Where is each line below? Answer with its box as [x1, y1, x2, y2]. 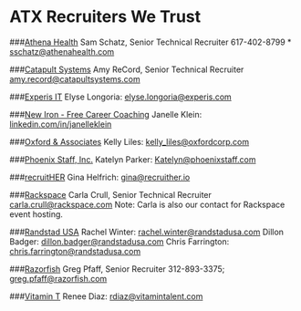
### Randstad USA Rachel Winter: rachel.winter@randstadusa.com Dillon [9, 226, 285, 237]
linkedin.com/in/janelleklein [9, 119, 112, 130]
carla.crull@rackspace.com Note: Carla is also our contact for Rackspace [9, 199, 285, 210]
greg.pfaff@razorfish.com [9, 273, 108, 284]
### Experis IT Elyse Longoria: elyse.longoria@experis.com [9, 91, 233, 102]
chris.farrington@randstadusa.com [9, 245, 141, 256]
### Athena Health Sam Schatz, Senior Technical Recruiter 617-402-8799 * [9, 36, 292, 47]
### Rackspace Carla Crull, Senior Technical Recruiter [9, 189, 213, 200]
